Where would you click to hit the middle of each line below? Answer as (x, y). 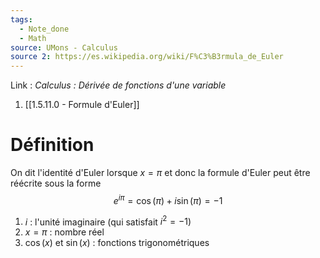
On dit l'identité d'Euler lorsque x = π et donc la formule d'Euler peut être (160, 173)
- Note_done (44, 29)
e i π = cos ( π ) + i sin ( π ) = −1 (168, 199)
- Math (33, 38)
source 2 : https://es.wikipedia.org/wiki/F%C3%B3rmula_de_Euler (147, 57)
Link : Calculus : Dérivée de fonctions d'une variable (118, 85)
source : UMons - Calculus (64, 47)
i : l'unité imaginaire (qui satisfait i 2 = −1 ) (108, 221)
